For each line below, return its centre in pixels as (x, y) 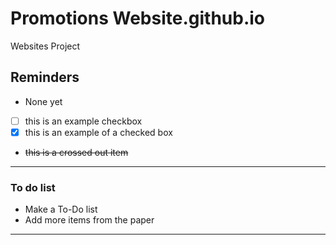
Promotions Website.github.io (138, 18)
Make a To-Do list (61, 209)
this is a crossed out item (76, 152)
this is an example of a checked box (98, 132)
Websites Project (45, 46)
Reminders (45, 77)
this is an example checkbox (83, 121)
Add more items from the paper (89, 220)
